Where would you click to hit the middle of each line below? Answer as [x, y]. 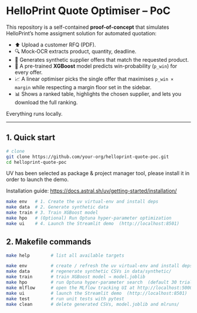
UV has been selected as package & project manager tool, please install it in [98, 173]
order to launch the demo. [38, 180]
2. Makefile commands [49, 242]
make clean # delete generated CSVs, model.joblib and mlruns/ [93, 304]
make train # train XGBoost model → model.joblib [76, 277]
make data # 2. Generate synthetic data [57, 207]
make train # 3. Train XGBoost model [52, 213]
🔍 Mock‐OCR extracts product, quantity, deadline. [75, 51]
